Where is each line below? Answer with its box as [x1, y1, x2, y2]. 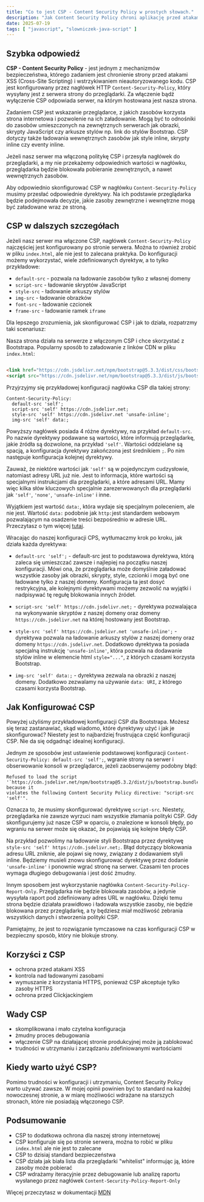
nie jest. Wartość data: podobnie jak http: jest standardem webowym [6, 509, 180, 516]
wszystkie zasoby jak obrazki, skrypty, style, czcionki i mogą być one [15, 571, 189, 578]
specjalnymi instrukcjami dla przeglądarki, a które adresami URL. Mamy [6, 478, 185, 485]
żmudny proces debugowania [15, 1032, 90, 1039]
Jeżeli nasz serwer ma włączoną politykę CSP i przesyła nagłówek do [6, 153, 180, 160]
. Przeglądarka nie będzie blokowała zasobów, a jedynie [36, 888, 176, 895]
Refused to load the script [6, 774, 78, 780]
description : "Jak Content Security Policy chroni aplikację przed [6, 15, 181, 21]
